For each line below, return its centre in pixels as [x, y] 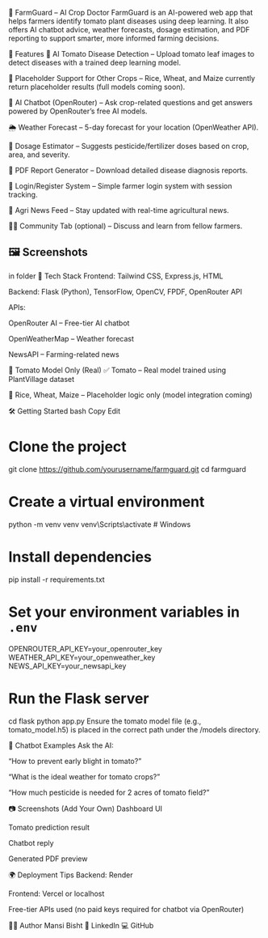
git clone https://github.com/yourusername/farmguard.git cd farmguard [127, 469]
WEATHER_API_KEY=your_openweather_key [82, 657]
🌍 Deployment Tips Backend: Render [71, 875]
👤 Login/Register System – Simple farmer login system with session [120, 186]
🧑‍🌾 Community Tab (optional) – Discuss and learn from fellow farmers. [126, 226]
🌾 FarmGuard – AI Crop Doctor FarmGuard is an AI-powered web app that [131, 13]
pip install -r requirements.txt [57, 579]
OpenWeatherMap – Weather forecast [71, 338]
